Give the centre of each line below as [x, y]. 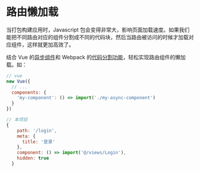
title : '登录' [38, 142]
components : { [29, 93]
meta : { [26, 136]
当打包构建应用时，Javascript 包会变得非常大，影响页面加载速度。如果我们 [98, 30]
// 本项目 [17, 120]
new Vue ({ [18, 81]
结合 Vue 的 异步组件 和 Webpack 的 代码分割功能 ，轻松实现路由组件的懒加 [96, 57]
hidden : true [33, 158]
